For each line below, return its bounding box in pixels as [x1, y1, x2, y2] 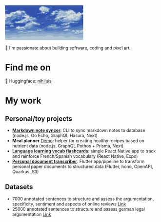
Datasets [5, 183, 33, 191]
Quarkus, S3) [12, 168, 39, 174]
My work [5, 95, 41, 106]
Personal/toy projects [5, 114, 72, 123]
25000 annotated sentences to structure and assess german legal [12, 206, 145, 212]
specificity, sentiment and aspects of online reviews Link [12, 201, 126, 207]
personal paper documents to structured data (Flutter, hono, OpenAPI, [12, 164, 154, 169]
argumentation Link [12, 211, 51, 217]
